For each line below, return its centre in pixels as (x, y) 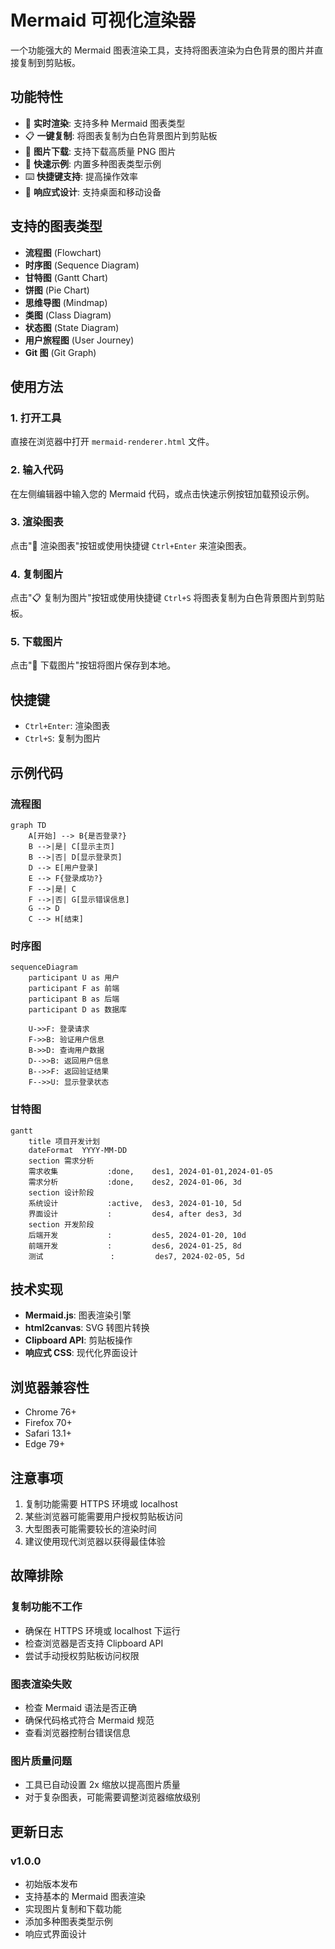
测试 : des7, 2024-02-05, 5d (136, 1256)
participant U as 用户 (74, 978)
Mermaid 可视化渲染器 (103, 20)
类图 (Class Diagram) (68, 315)
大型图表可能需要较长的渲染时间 (90, 1528)
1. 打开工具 (36, 418)
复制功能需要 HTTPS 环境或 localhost (101, 1503)
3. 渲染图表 (37, 522)
